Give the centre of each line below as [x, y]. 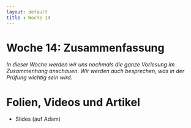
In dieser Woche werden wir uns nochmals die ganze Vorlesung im [91, 65]
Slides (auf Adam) [38, 119]
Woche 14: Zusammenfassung [85, 48]
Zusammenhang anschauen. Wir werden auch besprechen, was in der [95, 71]
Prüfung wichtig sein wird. [39, 77]
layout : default [27, 12]
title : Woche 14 [28, 18]
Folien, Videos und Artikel [73, 102]
